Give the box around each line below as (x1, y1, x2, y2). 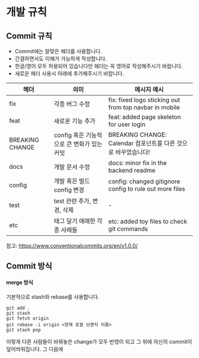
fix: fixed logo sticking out (108, 96, 181, 104)
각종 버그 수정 (53, 100, 90, 108)
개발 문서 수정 (53, 163, 90, 171)
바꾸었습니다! (115, 148, 150, 156)
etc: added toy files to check (108, 218, 188, 225)
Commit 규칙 (6, 31, 52, 41)
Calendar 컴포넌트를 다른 (108, 139, 175, 147)
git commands (108, 225, 148, 233)
